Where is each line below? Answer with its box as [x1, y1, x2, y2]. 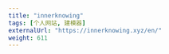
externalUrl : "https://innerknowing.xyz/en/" [8, 26, 162, 34]
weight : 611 [8, 33, 48, 42]
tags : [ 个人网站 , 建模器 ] [8, 19, 86, 27]
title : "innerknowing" [8, 11, 84, 20]
